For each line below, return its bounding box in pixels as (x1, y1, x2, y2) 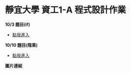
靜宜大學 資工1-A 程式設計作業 (5, 4, 126, 16)
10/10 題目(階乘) (5, 42, 38, 48)
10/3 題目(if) (5, 21, 30, 27)
